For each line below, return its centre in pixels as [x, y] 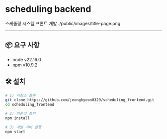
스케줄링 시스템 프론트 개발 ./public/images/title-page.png [63, 23]
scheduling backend [48, 9]
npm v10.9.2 [25, 65]
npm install [17, 118]
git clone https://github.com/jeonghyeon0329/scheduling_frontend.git [80, 100]
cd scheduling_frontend [30, 105]
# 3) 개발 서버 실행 [23, 127]
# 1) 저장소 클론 [20, 95]
